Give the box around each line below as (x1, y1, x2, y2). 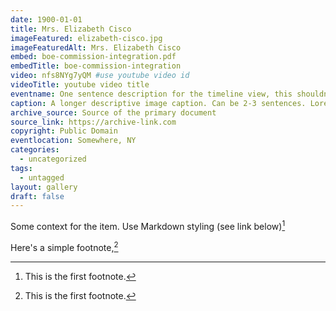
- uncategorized (19, 154, 87, 164)
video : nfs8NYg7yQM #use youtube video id (10, 71, 190, 81)
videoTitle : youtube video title (10, 80, 150, 90)
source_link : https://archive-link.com (10, 117, 177, 127)
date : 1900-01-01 (10, 14, 83, 25)
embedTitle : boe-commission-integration (10, 61, 182, 71)
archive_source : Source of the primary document (10, 107, 217, 118)
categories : (10, 145, 60, 155)
